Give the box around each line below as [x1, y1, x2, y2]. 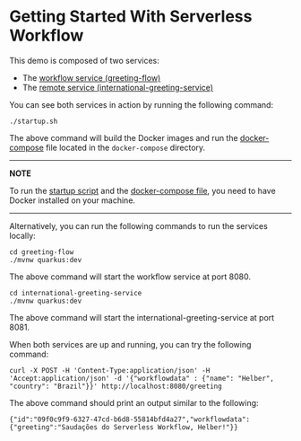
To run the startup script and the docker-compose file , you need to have [9, 185, 276, 196]
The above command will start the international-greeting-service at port [9, 312, 275, 322]
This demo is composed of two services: [9, 55, 159, 66]
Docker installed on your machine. [9, 195, 136, 206]
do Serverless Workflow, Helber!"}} [101, 422, 239, 432]
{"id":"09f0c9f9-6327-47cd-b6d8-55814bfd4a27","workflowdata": [9, 415, 251, 424]
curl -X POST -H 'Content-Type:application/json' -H [9, 366, 211, 375]
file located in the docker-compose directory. [46, 142, 206, 153]
